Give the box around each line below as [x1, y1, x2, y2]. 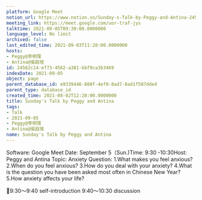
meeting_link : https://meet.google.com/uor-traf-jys [6, 20, 141, 26]
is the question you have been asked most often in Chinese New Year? [6, 168, 181, 175]
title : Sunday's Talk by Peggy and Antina [6, 98, 114, 104]
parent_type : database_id [6, 87, 71, 93]
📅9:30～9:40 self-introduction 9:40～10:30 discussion [6, 187, 141, 194]
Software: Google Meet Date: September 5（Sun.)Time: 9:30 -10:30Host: [6, 148, 188, 156]
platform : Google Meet [6, 8, 63, 15]
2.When [6, 162, 26, 169]
